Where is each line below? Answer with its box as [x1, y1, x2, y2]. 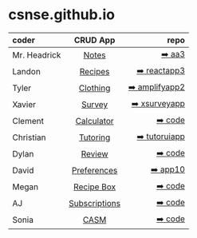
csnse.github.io [8, 6, 116, 24]
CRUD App [73, 34, 116, 46]
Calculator [75, 116, 114, 127]
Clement [12, 116, 44, 127]
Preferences [71, 165, 118, 177]
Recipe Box [73, 181, 116, 192]
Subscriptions [69, 198, 121, 209]
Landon [12, 66, 41, 77]
